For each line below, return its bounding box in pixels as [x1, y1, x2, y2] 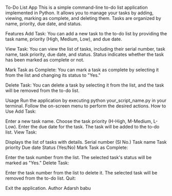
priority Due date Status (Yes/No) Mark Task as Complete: [5, 144, 128, 150]
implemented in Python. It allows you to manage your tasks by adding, [5, 10, 154, 16]
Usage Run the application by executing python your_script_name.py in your [5, 97, 167, 103]
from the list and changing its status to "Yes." [5, 72, 101, 78]
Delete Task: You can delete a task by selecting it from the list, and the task [5, 82, 164, 88]
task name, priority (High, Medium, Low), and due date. [5, 36, 122, 42]
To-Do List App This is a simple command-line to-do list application [5, 5, 148, 10]
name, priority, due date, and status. [5, 20, 82, 27]
